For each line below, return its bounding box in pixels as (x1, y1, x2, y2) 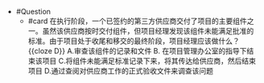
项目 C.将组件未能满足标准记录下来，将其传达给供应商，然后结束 (42, 56, 256, 65)
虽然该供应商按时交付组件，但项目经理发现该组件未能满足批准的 (42, 26, 254, 35)
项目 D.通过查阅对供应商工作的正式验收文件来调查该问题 (27, 66, 214, 75)
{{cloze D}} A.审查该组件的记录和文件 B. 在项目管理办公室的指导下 (27, 46, 247, 55)
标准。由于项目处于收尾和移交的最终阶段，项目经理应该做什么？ (27, 36, 240, 45)
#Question (15, 7, 51, 16)
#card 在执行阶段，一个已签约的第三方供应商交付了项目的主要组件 (27, 16, 248, 26)
